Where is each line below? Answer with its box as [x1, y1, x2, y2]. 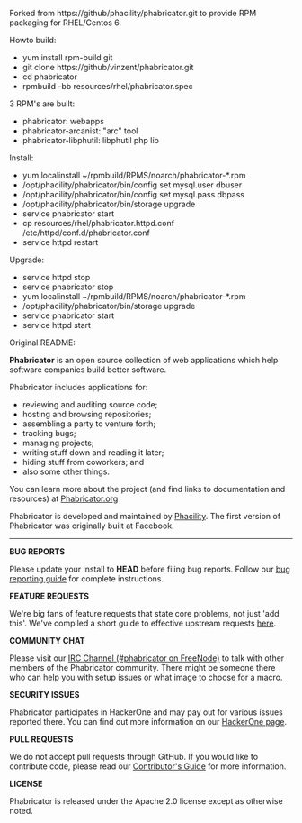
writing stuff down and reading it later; [22, 447, 164, 458]
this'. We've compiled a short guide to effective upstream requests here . [9, 617, 277, 628]
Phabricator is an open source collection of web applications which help [9, 355, 279, 365]
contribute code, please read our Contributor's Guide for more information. [9, 761, 287, 772]
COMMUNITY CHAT [9, 636, 85, 645]
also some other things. [22, 466, 111, 477]
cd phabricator [22, 71, 78, 82]
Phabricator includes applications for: [9, 382, 148, 392]
